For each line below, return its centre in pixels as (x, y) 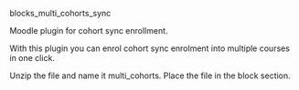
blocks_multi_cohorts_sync (60, 13)
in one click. (32, 58)
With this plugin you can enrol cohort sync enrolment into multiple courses (150, 48)
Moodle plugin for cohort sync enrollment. (89, 30)
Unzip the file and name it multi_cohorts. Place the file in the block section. (150, 75)
